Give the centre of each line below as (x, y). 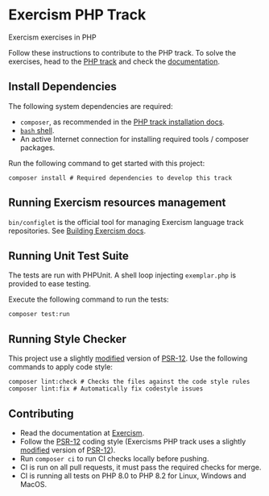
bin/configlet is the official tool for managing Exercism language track (126, 222)
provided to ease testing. (50, 284)
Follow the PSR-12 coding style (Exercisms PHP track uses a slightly (133, 442)
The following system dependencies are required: (91, 106)
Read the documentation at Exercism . (82, 433)
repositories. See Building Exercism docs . (77, 231)
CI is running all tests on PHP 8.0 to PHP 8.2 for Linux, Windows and (133, 476)
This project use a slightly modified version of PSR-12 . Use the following (128, 358)
